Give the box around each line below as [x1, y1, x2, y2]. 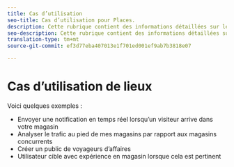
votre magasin [17, 122, 59, 131]
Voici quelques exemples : [7, 102, 82, 110]
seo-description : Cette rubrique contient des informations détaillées [7, 29, 219, 37]
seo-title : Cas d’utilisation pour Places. [7, 17, 136, 24]
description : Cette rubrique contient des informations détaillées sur [7, 23, 219, 30]
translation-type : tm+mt [7, 36, 79, 43]
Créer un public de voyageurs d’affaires [17, 144, 131, 153]
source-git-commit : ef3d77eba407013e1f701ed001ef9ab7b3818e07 [7, 42, 192, 49]
